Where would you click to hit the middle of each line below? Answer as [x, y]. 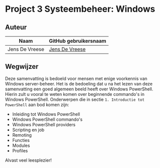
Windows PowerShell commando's [47, 119]
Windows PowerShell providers [44, 124]
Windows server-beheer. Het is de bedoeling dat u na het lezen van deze [79, 84]
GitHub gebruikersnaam [78, 41]
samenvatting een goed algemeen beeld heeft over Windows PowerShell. [79, 89]
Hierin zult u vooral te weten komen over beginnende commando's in [75, 94]
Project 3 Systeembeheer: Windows [80, 9]
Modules [21, 145]
